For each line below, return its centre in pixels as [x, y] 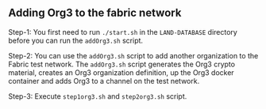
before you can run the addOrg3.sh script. [76, 40]
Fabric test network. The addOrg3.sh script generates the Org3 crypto [122, 64]
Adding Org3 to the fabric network [95, 13]
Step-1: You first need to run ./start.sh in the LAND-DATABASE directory [123, 32]
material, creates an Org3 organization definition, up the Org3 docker [121, 72]
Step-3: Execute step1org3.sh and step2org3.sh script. [98, 96]
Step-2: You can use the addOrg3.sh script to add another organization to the [133, 55]
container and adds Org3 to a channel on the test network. [104, 81]
